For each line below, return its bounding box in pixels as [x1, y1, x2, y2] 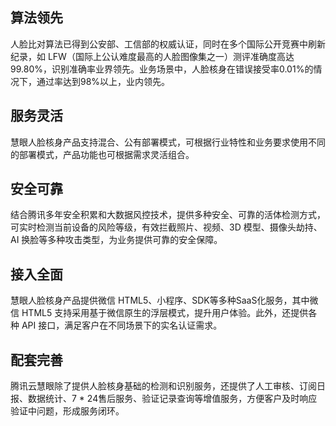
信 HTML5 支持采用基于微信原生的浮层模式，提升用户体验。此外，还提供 [10, 307, 309, 319]
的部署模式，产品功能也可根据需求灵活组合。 [10, 148, 195, 160]
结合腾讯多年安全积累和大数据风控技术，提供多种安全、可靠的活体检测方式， [10, 209, 326, 221]
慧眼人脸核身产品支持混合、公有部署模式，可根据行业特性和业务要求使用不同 [10, 136, 326, 148]
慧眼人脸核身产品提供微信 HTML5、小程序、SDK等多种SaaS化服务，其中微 [10, 294, 319, 307]
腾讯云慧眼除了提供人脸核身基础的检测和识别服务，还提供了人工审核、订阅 [10, 380, 317, 392]
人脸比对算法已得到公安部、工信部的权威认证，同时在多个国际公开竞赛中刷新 [10, 38, 326, 50]
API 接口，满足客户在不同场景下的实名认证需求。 [21, 319, 223, 332]
